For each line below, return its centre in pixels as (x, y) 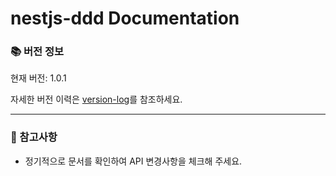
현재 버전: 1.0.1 (38, 78)
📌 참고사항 (34, 137)
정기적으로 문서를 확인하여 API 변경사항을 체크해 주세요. (133, 161)
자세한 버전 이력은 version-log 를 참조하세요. (96, 99)
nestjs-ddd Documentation (125, 18)
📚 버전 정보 (37, 52)
